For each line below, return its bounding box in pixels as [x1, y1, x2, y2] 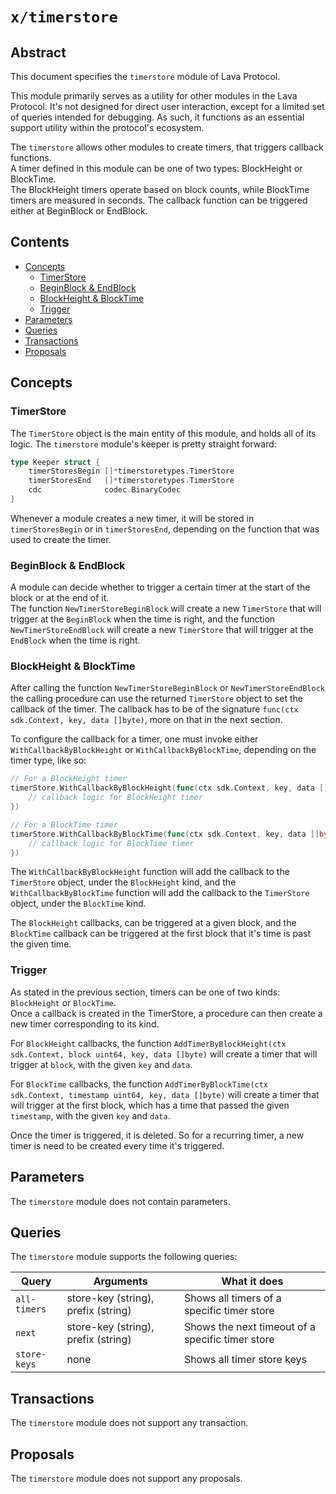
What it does [221, 1274, 284, 1288]
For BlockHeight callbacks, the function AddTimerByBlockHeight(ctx [10, 1037, 287, 1049]
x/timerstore [10, 8, 118, 27]
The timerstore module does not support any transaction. [10, 1417, 249, 1429]
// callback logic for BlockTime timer [28, 838, 195, 848]
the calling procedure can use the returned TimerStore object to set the [10, 693, 303, 705]
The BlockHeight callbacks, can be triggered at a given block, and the [10, 917, 297, 929]
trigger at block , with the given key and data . [10, 1058, 193, 1070]
